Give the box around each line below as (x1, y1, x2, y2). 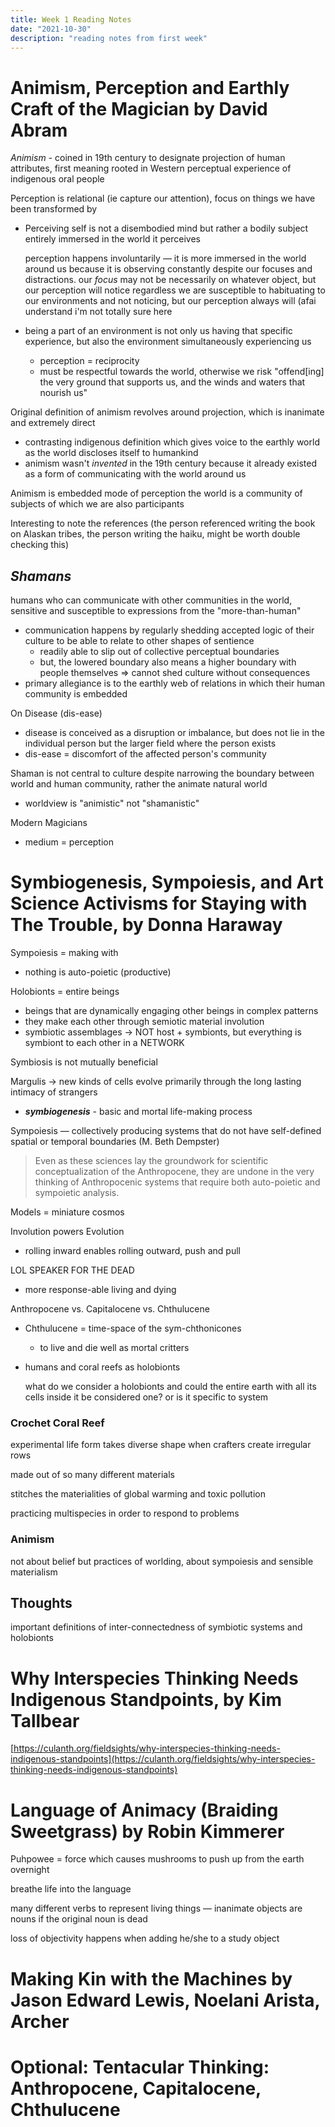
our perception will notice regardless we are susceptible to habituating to (24, 284, 326, 296)
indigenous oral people (10, 173, 105, 185)
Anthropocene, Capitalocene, (10, 2077, 262, 2100)
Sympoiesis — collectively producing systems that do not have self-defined (10, 1125, 322, 1137)
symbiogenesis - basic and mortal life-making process (24, 1106, 253, 1118)
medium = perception (24, 836, 115, 848)
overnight (10, 1864, 50, 1876)
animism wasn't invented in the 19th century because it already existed (24, 457, 317, 470)
